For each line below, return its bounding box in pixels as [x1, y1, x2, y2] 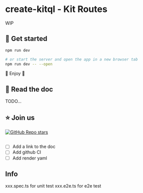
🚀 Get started [5, 34, 48, 43]
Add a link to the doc [12, 143, 56, 149]
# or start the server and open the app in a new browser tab [5, 56, 138, 62]
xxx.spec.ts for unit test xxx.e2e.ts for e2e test [5, 183, 101, 189]
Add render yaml [12, 155, 48, 161]
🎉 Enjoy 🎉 [5, 70, 25, 76]
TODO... [5, 98, 22, 104]
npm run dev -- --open [5, 61, 53, 66]
